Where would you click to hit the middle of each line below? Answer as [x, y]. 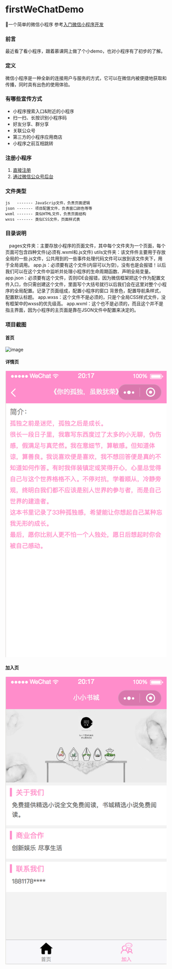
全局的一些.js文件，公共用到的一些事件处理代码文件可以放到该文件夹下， [82, 258]
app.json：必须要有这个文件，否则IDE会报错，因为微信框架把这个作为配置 [83, 278]
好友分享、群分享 [31, 124]
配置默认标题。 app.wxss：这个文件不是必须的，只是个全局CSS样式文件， [83, 297]
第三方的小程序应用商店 [37, 137]
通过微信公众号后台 [33, 177]
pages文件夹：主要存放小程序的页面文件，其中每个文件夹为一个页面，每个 [87, 245]
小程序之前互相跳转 [33, 143]
